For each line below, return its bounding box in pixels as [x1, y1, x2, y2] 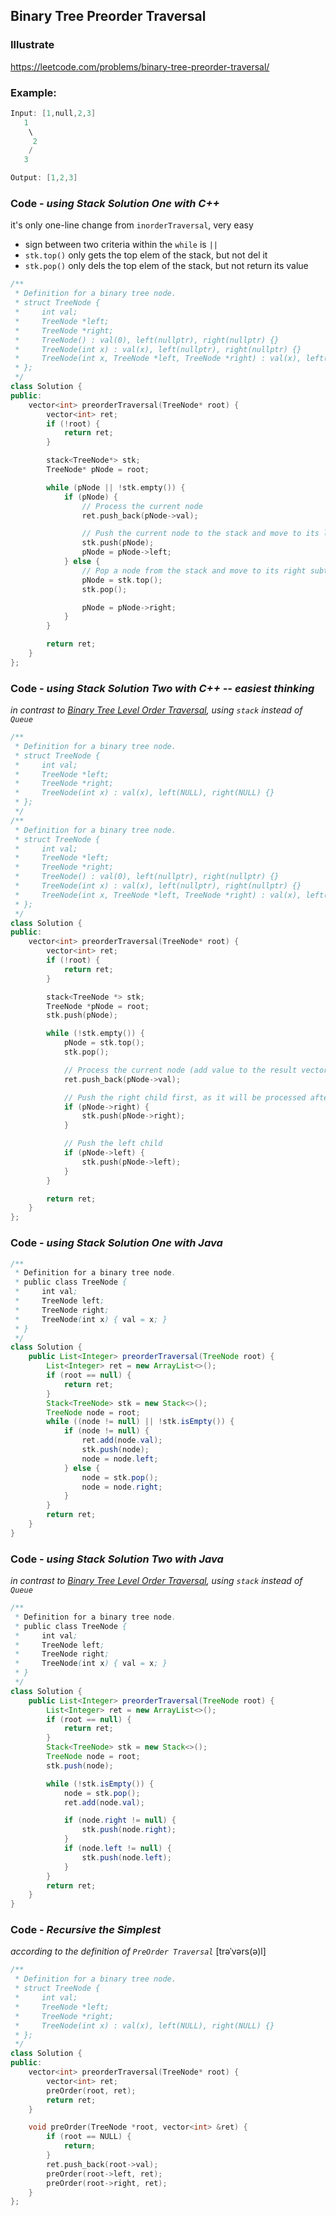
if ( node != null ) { [63, 1426, 150, 1436]
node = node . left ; [81, 1454, 159, 1464]
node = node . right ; [81, 1482, 163, 1492]
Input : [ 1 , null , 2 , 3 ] [10, 108, 97, 118]
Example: [10, 85, 57, 99]
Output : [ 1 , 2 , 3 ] [10, 173, 78, 183]
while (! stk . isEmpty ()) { [46, 1779, 155, 1789]
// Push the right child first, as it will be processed [63, 1092, 307, 1103]
